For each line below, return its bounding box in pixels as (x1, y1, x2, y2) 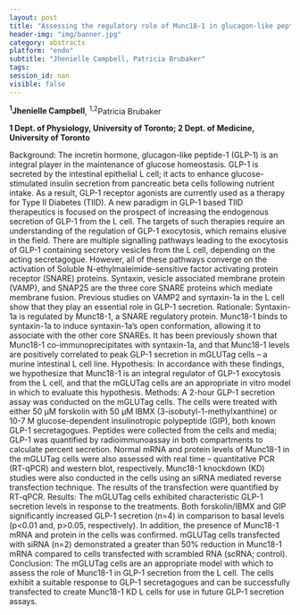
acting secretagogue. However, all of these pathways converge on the (9, 254, 268, 265)
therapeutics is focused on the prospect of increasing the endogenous (9, 206, 270, 217)
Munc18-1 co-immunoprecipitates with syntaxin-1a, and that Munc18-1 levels (9, 340, 290, 350)
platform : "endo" (9, 46, 74, 55)
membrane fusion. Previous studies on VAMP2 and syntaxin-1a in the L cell (9, 292, 285, 303)
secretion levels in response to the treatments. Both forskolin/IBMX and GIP (9, 501, 287, 512)
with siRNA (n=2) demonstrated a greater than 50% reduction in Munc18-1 (9, 539, 283, 550)
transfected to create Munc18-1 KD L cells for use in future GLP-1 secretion (9, 586, 284, 597)
